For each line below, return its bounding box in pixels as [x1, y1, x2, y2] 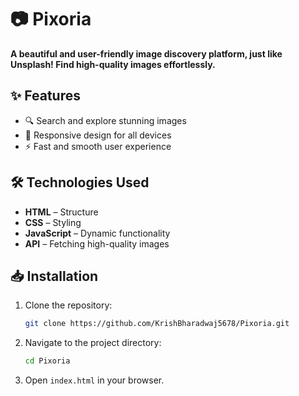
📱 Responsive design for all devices [24, 129, 172, 141]
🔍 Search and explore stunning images [24, 114, 187, 126]
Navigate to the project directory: [24, 337, 162, 349]
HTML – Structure [24, 206, 99, 218]
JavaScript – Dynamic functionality [24, 227, 171, 239]
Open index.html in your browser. [24, 374, 165, 386]
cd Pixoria [24, 356, 71, 366]
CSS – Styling [24, 216, 82, 228]
